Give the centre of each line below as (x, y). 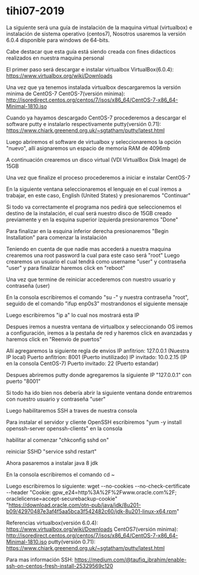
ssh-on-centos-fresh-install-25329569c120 (60, 565)
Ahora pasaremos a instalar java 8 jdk (52, 463)
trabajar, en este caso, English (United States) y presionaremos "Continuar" (99, 195)
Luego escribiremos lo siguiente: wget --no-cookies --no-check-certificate (98, 486)
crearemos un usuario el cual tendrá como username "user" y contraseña (96, 261)
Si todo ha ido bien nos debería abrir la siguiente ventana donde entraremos (99, 392)
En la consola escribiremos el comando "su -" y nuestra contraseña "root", (97, 297)
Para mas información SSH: (40, 560)
